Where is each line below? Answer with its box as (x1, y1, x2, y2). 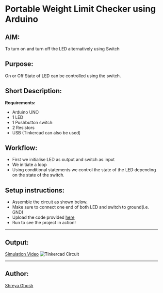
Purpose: (5, 60, 33, 68)
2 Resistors (12, 125, 35, 130)
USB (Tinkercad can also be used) (12, 130, 81, 135)
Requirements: (5, 99, 35, 105)
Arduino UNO (12, 109, 39, 115)
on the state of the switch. (12, 172, 65, 178)
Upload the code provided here (12, 214, 75, 220)
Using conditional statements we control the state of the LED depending (12, 167, 156, 173)
